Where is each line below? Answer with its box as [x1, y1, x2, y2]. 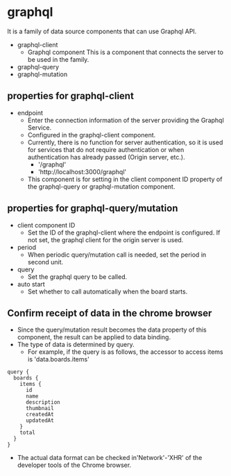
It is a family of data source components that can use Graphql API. [7, 27, 197, 35]
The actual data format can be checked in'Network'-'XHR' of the [17, 454, 203, 462]
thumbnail [25, 405, 54, 412]
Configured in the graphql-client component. [27, 130, 156, 139]
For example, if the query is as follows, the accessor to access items [27, 348, 223, 356]
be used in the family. [27, 55, 89, 63]
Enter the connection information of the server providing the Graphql [27, 116, 224, 124]
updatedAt [25, 417, 54, 424]
